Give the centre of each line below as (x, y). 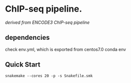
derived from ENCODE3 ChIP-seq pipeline (47, 22)
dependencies (27, 38)
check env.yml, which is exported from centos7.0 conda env (65, 49)
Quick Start (23, 65)
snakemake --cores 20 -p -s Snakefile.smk (49, 76)
